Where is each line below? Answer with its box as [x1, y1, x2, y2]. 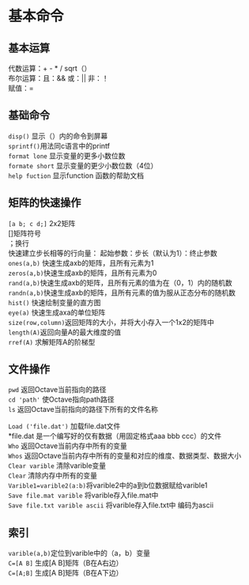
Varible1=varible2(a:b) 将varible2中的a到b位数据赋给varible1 [8, 481, 208, 490]
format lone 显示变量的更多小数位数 [8, 151, 126, 160]
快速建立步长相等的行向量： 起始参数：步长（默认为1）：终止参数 [8, 248, 217, 258]
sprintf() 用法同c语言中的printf [8, 141, 111, 150]
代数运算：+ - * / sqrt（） [8, 64, 92, 73]
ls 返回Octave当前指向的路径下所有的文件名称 [8, 405, 159, 414]
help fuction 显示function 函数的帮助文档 [8, 171, 145, 180]
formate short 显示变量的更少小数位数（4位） [8, 160, 158, 170]
